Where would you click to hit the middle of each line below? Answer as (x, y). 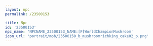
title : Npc (16, 23)
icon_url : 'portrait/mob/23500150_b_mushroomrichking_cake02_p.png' (77, 36)
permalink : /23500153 (27, 14)
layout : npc (17, 9)
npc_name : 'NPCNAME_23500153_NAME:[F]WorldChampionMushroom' (69, 32)
